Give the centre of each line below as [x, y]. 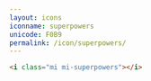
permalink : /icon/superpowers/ [68, 43]
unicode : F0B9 [36, 34]
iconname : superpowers [52, 26]
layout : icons [36, 18]
